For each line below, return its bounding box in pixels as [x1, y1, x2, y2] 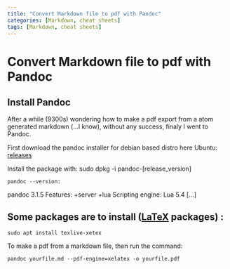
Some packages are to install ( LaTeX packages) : [7, 211, 224, 223]
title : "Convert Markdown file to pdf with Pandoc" [7, 10, 161, 18]
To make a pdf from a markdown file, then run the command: [7, 242, 183, 250]
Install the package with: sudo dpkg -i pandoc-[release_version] [7, 164, 191, 173]
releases [7, 151, 32, 159]
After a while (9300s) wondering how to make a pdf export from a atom [7, 115, 214, 124]
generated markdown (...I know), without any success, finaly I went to [7, 122, 209, 131]
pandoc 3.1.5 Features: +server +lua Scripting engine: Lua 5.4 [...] [7, 190, 197, 199]
